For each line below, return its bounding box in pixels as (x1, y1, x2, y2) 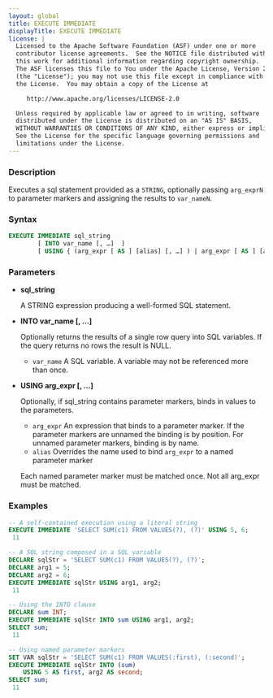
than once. (32, 365, 69, 375)
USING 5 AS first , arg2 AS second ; (23, 668, 144, 677)
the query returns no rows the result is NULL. (19, 340, 172, 350)
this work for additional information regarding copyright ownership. (15, 58, 260, 66)
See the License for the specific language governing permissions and (15, 132, 260, 141)
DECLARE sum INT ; (8, 609, 67, 617)
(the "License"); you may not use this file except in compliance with (15, 72, 264, 80)
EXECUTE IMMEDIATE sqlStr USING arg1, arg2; (8, 579, 162, 587)
